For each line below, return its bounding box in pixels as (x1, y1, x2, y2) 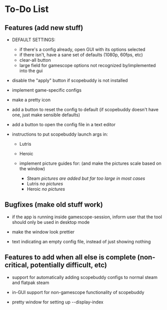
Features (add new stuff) (4, 24, 83, 32)
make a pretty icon (11, 97, 51, 103)
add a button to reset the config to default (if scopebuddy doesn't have (11, 107, 158, 112)
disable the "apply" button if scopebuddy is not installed (11, 78, 128, 83)
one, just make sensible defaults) (11, 112, 80, 118)
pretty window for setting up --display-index (11, 299, 103, 305)
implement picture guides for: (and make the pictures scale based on (19, 160, 162, 166)
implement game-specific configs (11, 87, 82, 93)
